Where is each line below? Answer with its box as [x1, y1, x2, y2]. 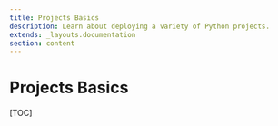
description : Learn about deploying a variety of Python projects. [9, 22, 271, 31]
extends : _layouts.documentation [9, 30, 136, 39]
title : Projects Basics [9, 13, 100, 23]
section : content [9, 38, 75, 48]
